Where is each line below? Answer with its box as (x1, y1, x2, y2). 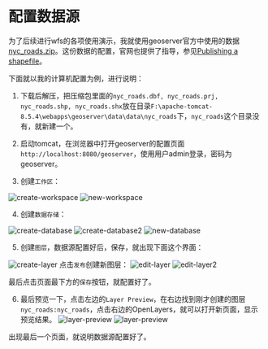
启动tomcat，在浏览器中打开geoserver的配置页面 (19, 138, 185, 148)
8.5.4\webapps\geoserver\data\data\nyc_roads (19, 112, 177, 120)
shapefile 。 (8, 56, 47, 66)
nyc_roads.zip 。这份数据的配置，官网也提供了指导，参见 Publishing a (8, 46, 238, 55)
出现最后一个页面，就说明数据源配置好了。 (8, 331, 151, 342)
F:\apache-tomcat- (150, 103, 213, 111)
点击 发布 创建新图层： (59, 260, 129, 269)
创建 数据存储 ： (19, 209, 67, 219)
